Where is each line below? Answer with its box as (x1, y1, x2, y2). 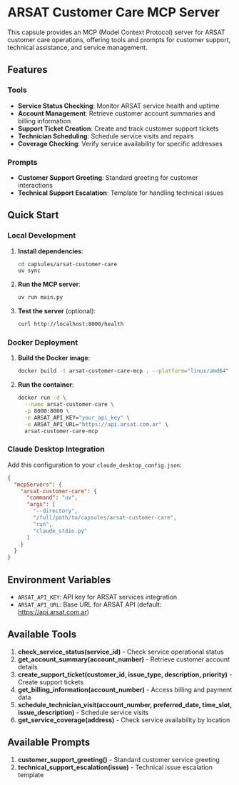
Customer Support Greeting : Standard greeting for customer (17, 173, 198, 182)
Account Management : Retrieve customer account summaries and (17, 108, 215, 118)
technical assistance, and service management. (7, 43, 148, 51)
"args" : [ (26, 501, 56, 508)
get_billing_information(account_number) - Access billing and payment (17, 685, 233, 694)
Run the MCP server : (17, 280, 81, 289)
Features (7, 64, 48, 76)
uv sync (17, 267, 41, 275)
